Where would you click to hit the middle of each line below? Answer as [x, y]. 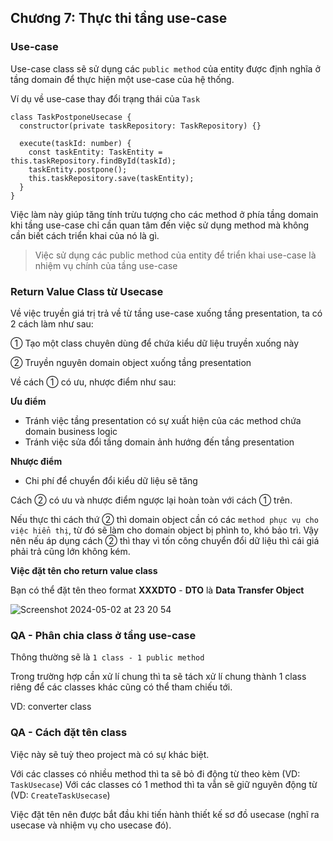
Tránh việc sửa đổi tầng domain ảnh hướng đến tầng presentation [159, 442]
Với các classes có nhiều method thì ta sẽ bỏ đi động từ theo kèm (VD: [155, 773]
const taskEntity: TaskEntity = [95, 152]
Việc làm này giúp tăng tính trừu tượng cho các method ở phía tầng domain [164, 214]
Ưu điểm [28, 401]
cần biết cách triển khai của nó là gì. [85, 235]
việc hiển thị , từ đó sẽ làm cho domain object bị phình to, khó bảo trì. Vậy [164, 530]
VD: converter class [51, 707]
